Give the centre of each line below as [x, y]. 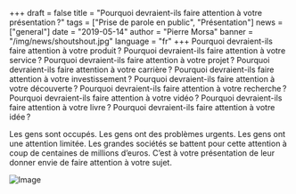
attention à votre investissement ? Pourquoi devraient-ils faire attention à [142, 79]
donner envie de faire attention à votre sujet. [90, 162]
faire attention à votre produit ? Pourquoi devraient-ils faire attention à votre [148, 51]
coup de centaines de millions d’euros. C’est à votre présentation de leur [142, 153]
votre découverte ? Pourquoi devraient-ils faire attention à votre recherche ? [148, 89]
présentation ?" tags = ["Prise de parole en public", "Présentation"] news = [146, 22]
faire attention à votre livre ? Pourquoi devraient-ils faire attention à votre [142, 107]
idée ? [20, 117]
